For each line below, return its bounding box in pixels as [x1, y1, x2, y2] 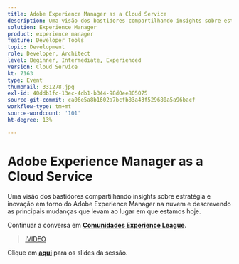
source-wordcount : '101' [7, 110, 81, 117]
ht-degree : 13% [7, 116, 53, 123]
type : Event [7, 76, 43, 84]
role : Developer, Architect [7, 51, 91, 58]
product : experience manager [7, 30, 94, 38]
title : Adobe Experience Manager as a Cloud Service [7, 10, 167, 18]
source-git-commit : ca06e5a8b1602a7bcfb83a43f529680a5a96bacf [7, 97, 196, 104]
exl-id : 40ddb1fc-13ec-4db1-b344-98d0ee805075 [7, 90, 148, 97]
